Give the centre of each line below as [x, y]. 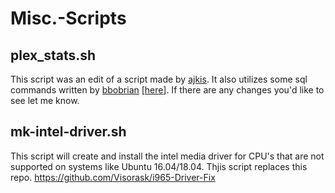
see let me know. [45, 100]
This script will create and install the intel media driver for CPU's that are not [167, 156]
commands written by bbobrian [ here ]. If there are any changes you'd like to [167, 90]
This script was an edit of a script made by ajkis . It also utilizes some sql [159, 79]
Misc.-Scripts [68, 18]
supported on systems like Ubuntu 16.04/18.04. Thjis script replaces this [159, 166]
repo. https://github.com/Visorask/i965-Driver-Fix [113, 177]
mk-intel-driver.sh [68, 132]
